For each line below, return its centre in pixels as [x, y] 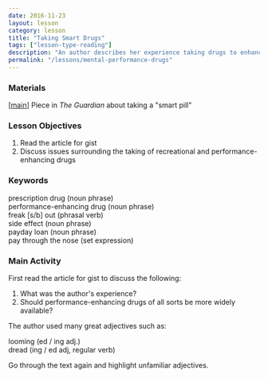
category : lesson [37, 30]
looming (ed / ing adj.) [45, 341]
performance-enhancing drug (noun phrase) [81, 206]
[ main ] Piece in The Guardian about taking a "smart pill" [100, 105]
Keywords [28, 181]
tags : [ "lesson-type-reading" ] [60, 45]
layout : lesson [33, 23]
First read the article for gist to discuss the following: [95, 279]
